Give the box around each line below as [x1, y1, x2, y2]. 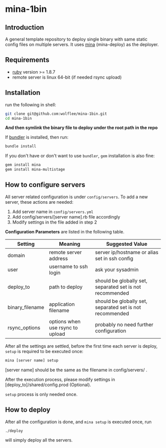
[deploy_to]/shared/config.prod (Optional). [5, 382, 91, 388]
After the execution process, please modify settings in [5, 376, 115, 382]
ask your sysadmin [95, 266, 139, 273]
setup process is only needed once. [5, 391, 78, 397]
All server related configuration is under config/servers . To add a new [5, 194, 148, 200]
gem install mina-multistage [5, 167, 65, 172]
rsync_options [7, 324, 41, 331]
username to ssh [49, 263, 88, 270]
